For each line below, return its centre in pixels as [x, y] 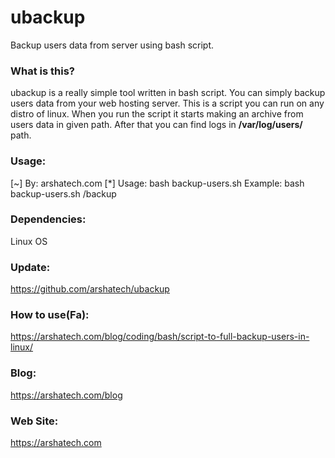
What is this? [42, 71]
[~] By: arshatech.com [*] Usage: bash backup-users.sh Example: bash [157, 183]
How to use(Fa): [50, 315]
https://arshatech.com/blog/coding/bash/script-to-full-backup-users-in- [160, 337]
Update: [30, 267]
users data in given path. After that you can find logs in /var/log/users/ [156, 125]
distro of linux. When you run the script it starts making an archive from [157, 114]
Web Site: [34, 421]
